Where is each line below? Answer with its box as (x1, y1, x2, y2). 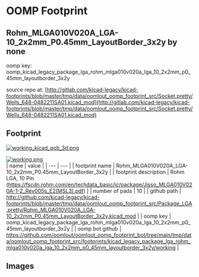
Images (6, 261, 34, 271)
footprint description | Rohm (115, 168, 185, 176)
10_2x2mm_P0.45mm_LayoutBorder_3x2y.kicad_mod (6, 212, 137, 219)
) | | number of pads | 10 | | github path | (83, 187, 181, 194)
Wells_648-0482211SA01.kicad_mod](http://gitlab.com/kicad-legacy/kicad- (6, 99, 190, 106)
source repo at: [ (6, 86, 47, 93)
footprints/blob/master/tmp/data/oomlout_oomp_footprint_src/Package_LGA (6, 200, 192, 207)
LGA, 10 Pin (6, 174, 34, 182)
